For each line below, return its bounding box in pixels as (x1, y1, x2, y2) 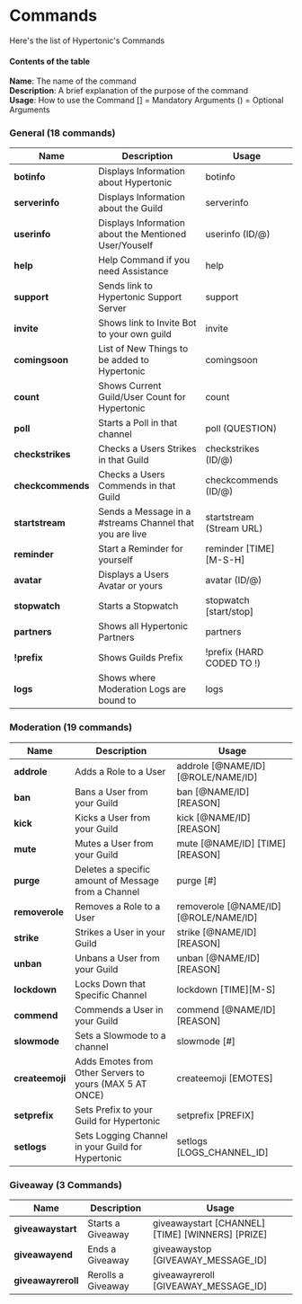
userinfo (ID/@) (205, 228, 271, 241)
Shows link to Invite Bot (98, 316, 197, 329)
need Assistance (98, 265, 169, 278)
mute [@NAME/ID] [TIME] (176, 837, 287, 849)
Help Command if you (98, 253, 191, 266)
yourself (98, 554, 133, 566)
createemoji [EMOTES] (176, 1071, 274, 1084)
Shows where (98, 671, 156, 684)
